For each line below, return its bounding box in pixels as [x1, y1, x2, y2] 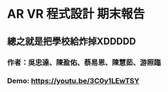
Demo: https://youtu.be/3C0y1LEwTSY [7, 76, 140, 86]
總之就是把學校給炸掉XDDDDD [7, 35, 137, 47]
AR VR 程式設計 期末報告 [7, 6, 145, 22]
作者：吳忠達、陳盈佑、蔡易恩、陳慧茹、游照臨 [7, 57, 161, 67]
